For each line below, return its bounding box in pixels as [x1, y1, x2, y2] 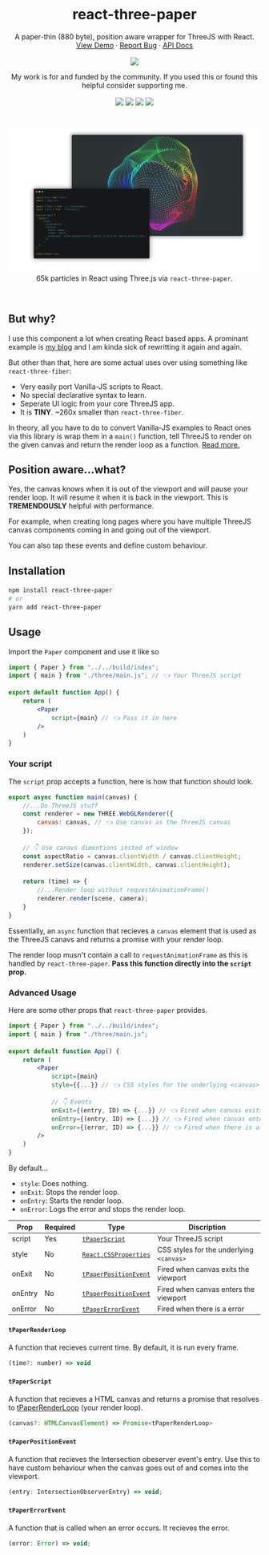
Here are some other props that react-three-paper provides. [8, 1006, 208, 1015]
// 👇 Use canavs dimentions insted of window [22, 844, 179, 852]
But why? [8, 312, 56, 326]
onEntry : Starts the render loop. [19, 1196, 124, 1205]
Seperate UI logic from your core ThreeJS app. [19, 399, 175, 408]
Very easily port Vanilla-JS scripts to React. [19, 382, 163, 391]
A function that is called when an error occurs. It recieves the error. [8, 1523, 230, 1533]
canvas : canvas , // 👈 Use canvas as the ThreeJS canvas [37, 819, 231, 827]
